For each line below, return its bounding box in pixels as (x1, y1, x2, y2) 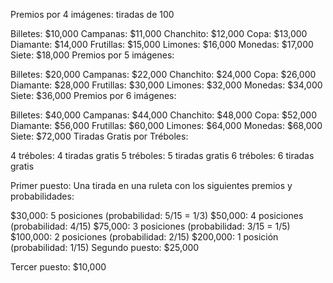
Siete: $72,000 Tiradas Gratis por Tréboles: (10, 130, 189, 142)
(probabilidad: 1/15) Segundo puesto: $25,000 (10, 242, 200, 253)
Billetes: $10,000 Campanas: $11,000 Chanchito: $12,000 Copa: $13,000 (10, 28, 308, 39)
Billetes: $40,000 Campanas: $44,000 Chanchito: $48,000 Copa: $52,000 (10, 109, 317, 121)
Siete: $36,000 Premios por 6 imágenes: (10, 90, 177, 101)
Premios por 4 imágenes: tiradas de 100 (10, 9, 175, 20)
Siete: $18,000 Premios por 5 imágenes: (10, 49, 175, 61)
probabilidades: (10, 190, 75, 202)
